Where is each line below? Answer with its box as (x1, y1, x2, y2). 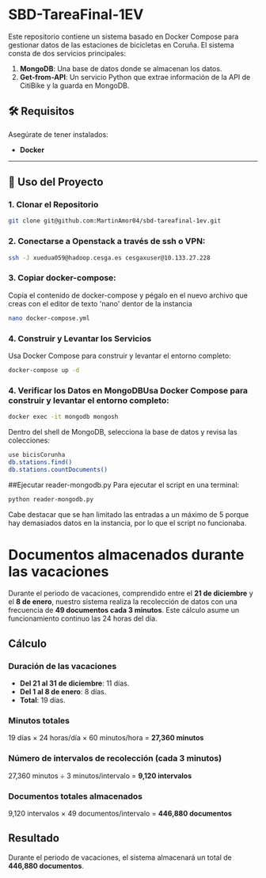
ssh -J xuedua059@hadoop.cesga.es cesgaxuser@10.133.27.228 (8, 253, 211, 262)
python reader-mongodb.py (8, 495, 93, 504)
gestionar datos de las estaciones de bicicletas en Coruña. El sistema (8, 40, 234, 49)
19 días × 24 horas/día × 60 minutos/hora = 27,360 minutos (8, 733, 204, 743)
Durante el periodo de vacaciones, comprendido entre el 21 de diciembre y (8, 588, 253, 599)
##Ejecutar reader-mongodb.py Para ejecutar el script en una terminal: (8, 480, 240, 489)
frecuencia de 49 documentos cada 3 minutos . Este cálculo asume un (8, 606, 240, 615)
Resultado (8, 831, 59, 845)
